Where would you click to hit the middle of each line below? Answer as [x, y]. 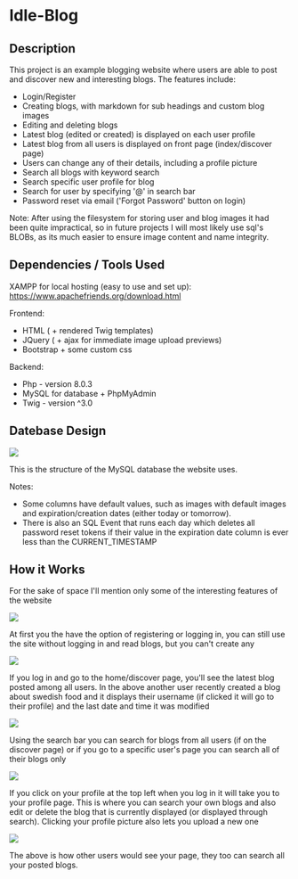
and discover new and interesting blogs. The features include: [123, 79]
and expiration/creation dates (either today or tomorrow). [126, 513]
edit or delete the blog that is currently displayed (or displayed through [139, 812]
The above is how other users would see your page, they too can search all [147, 856]
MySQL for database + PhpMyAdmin [89, 393]
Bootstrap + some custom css [77, 349]
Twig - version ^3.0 [57, 403]
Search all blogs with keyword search [91, 172]
